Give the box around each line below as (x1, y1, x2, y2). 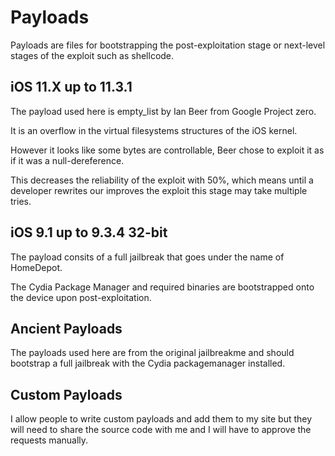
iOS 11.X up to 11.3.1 (10, 79, 133, 96)
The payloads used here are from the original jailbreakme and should (10, 347, 295, 359)
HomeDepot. (10, 261, 63, 273)
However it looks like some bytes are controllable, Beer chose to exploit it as (10, 144, 325, 156)
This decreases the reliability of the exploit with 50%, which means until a (10, 174, 314, 186)
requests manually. (10, 434, 89, 446)
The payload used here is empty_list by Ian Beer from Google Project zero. (10, 105, 317, 117)
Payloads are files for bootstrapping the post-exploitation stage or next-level (10, 39, 326, 51)
